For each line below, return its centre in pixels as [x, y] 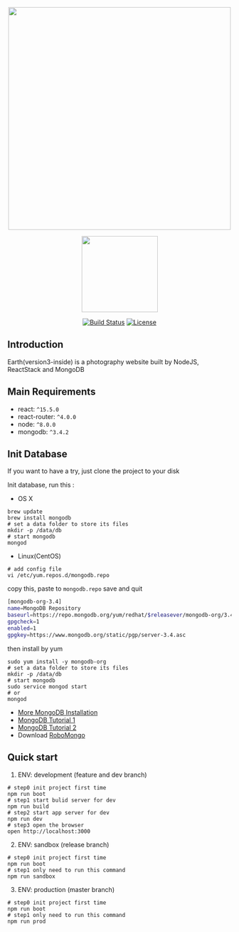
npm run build [28, 806]
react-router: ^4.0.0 [47, 416]
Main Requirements [52, 392]
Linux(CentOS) [39, 556]
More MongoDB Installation [58, 712]
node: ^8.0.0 [37, 424]
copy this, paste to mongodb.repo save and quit [75, 589]
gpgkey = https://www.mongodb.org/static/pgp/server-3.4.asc [97, 635]
